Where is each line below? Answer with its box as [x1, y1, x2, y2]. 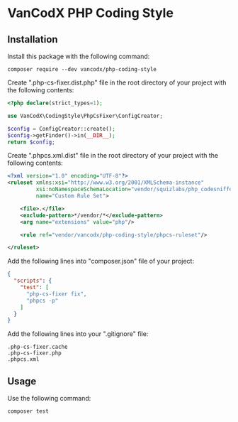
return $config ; [7, 139, 55, 146]
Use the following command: [7, 394, 91, 403]
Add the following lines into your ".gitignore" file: [7, 330, 149, 338]
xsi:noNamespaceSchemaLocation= [35, 186, 132, 193]
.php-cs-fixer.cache [7, 343, 69, 351]
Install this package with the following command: [7, 52, 150, 60]
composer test [7, 408, 50, 415]
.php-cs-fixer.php [7, 350, 62, 357]
